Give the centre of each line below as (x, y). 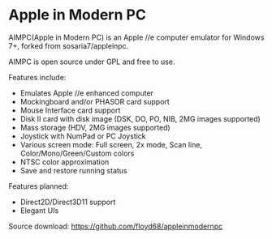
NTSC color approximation (65, 162)
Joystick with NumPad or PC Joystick (83, 136)
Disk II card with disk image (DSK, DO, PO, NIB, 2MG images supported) (140, 118)
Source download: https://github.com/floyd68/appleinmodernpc (116, 226)
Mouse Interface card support (70, 110)
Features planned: (39, 186)
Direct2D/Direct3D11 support (68, 202)
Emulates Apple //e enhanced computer (87, 93)
